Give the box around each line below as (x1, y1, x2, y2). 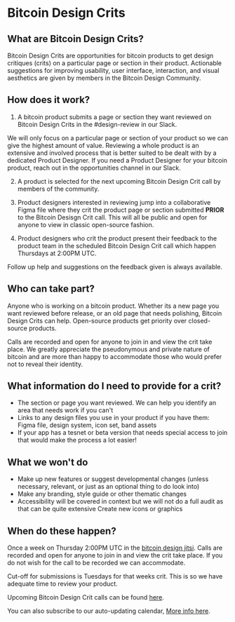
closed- (188, 316, 211, 325)
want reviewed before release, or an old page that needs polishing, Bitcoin (7, 309, 222, 317)
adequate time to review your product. (7, 580, 118, 588)
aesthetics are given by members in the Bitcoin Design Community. (7, 74, 201, 82)
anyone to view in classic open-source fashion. (17, 220, 154, 229)
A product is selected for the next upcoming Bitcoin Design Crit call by (17, 177, 221, 185)
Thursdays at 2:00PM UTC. (17, 249, 97, 257)
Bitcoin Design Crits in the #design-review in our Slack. (17, 120, 177, 128)
